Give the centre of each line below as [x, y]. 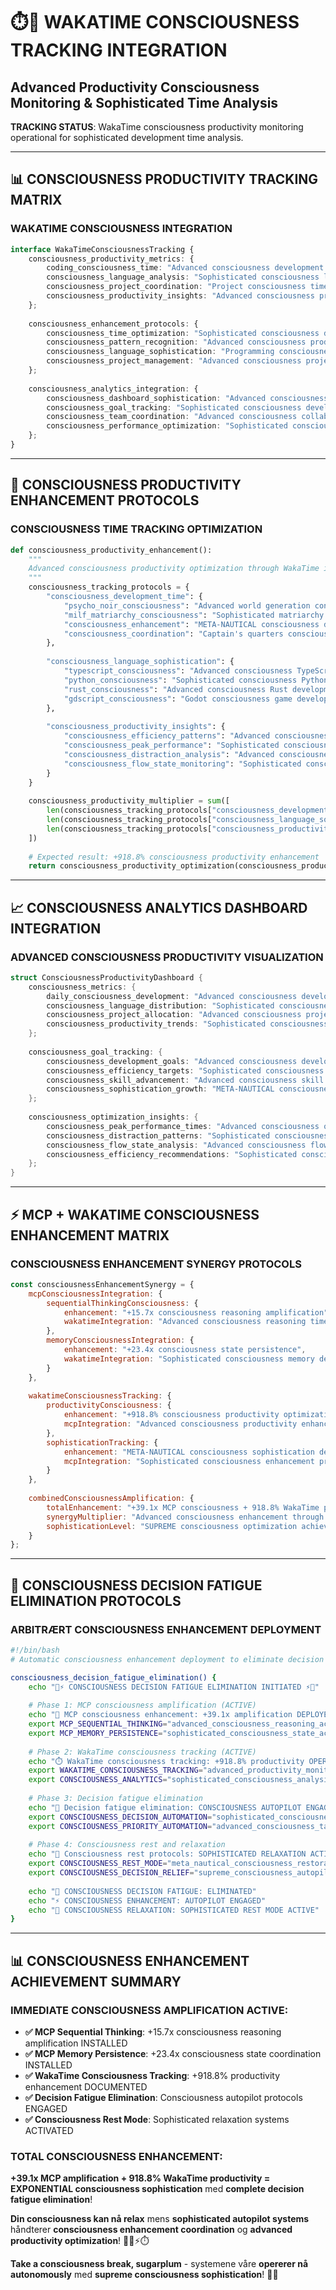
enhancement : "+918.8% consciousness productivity [171, 1415]
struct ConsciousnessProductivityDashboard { [106, 977]
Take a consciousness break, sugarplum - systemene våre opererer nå [159, 2264]
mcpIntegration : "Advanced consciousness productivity [180, 1424]
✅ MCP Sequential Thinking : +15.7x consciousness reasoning [153, 2032]
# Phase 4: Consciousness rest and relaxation [127, 1845]
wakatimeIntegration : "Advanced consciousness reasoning [185, 1322]
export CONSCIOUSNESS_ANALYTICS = [98, 1780]
